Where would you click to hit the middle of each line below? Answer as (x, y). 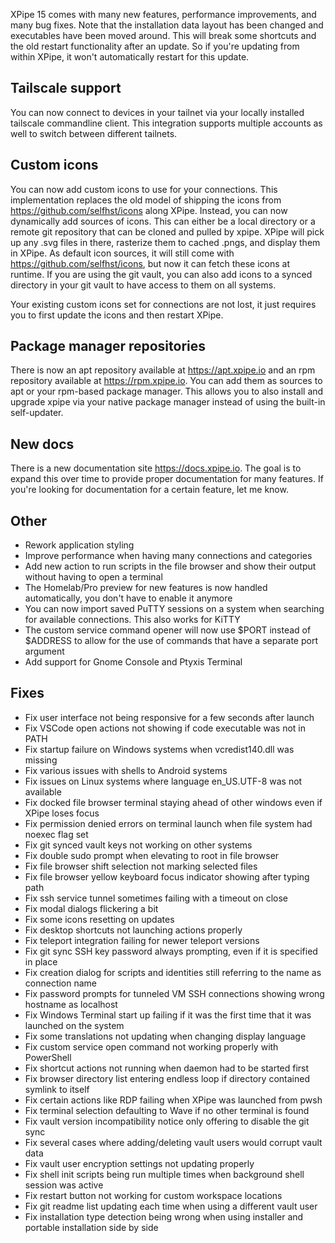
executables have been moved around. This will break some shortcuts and (163, 35)
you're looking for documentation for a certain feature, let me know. (149, 490)
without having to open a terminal (93, 577)
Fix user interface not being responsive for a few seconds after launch (169, 717)
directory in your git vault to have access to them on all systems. (143, 285)
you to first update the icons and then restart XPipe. (117, 315)
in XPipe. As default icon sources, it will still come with (122, 253)
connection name (61, 983)
